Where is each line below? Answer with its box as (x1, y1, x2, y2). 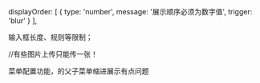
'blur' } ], (8, 16, 38, 26)
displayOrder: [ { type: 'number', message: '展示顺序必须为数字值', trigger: (8, 7, 253, 16)
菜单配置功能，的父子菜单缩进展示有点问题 (8, 66, 149, 76)
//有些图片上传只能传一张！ (8, 49, 99, 58)
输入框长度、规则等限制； (8, 33, 93, 41)
